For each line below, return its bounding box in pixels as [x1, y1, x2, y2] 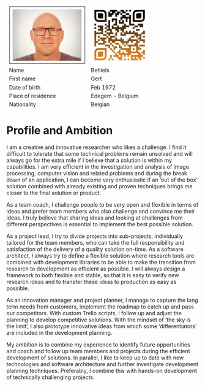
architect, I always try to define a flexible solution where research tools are [6, 252, 195, 259]
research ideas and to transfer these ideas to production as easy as [6, 278, 177, 286]
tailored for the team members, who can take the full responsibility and [6, 239, 185, 247]
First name [9, 75, 36, 82]
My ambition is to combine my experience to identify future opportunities [6, 341, 191, 348]
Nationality [9, 101, 37, 108]
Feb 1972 [91, 83, 116, 91]
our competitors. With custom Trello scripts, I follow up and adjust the [6, 310, 182, 317]
